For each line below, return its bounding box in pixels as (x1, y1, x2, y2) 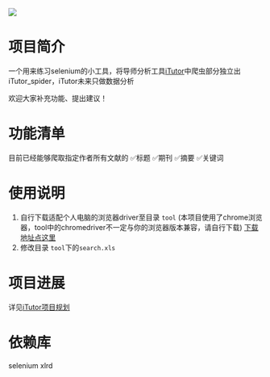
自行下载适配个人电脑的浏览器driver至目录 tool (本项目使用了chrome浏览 (19, 212, 263, 222)
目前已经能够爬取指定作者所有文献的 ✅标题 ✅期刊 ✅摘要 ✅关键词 (8, 153, 224, 162)
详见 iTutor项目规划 (8, 302, 70, 312)
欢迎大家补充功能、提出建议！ (8, 93, 107, 103)
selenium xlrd (8, 360, 53, 371)
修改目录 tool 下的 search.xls (19, 242, 115, 252)
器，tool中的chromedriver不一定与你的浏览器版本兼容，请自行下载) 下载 (19, 222, 259, 232)
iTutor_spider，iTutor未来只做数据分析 (8, 76, 135, 86)
